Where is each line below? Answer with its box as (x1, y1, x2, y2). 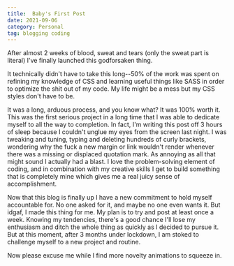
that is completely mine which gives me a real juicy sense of (7, 172, 180, 181)
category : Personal (7, 23, 64, 30)
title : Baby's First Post (7, 10, 86, 17)
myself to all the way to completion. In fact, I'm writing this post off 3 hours (7, 120, 223, 129)
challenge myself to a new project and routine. (7, 238, 141, 246)
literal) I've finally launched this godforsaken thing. (7, 57, 153, 65)
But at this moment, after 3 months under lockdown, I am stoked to (7, 230, 199, 239)
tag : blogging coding (7, 29, 71, 37)
